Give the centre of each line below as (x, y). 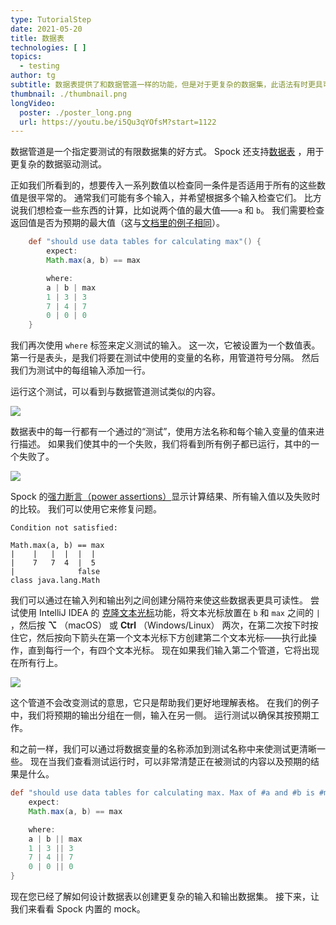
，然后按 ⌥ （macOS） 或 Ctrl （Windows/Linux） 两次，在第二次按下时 (160, 625)
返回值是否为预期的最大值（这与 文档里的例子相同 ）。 (117, 223)
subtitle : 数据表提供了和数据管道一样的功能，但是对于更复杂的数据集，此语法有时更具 (166, 85)
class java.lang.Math (55, 581)
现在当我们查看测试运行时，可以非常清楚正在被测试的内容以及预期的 (170, 762)
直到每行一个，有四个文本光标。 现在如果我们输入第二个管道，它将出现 (173, 650)
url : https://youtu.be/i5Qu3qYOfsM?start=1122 (118, 122)
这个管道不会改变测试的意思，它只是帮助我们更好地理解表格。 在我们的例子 (165, 703)
